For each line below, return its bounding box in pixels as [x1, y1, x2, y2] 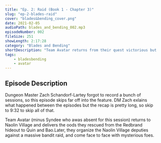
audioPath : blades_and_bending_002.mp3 [5, 25, 86, 30]
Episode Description [5, 79, 68, 87]
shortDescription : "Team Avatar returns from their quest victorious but [5, 48, 157, 52]
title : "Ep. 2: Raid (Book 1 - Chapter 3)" [5, 7, 94, 12]
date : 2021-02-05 [5, 20, 40, 26]
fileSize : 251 [5, 34, 34, 39]
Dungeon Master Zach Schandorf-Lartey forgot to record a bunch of [5, 92, 141, 97]
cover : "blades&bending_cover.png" [5, 16, 77, 21]
